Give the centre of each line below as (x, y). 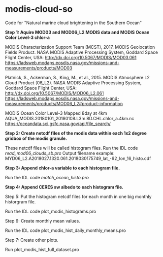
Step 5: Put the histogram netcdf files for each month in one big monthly (78, 196)
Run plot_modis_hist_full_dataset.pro (42, 249)
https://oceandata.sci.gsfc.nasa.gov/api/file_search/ (58, 124)
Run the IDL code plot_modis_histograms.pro (51, 211)
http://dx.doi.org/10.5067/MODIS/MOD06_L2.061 (55, 93)
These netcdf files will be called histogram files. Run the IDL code (72, 148)
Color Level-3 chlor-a (28, 37)
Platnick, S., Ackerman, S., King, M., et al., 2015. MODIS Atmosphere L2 (78, 77)
